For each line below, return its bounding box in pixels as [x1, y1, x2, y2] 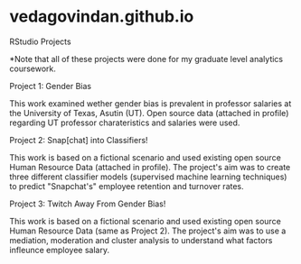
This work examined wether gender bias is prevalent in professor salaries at [9, 97, 292, 109]
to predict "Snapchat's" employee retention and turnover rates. [9, 180, 244, 191]
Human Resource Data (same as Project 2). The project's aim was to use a [9, 225, 287, 236]
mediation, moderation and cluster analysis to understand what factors [9, 234, 273, 245]
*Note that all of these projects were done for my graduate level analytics [9, 53, 283, 64]
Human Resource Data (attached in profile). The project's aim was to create [9, 161, 291, 172]
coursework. [9, 63, 57, 74]
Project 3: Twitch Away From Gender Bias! [9, 198, 166, 209]
